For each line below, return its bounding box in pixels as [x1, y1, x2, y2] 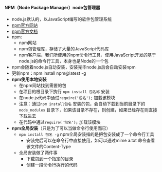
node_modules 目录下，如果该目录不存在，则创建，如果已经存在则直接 [18, 107, 158, 113]
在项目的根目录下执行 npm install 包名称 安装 [18, 88, 110, 95]
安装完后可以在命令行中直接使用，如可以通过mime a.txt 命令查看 [26, 137, 155, 144]
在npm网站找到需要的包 [18, 83, 67, 88]
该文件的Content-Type [26, 144, 71, 150]
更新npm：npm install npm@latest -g [11, 70, 86, 76]
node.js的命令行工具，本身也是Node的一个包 [18, 58, 109, 64]
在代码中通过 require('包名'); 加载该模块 [18, 119, 101, 125]
